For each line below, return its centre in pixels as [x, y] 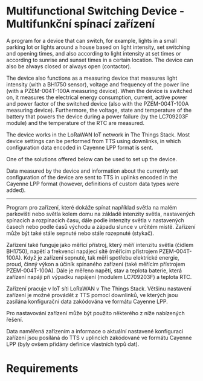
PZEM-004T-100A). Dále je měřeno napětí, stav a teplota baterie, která [94, 271]
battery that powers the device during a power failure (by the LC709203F [97, 117]
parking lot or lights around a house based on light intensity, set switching [98, 47]
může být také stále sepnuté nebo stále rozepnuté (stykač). [80, 233]
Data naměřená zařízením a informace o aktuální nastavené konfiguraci [95, 331]
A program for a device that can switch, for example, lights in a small [92, 40]
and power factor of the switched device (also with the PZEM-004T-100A [98, 103]
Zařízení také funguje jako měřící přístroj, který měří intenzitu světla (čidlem [100, 245]
